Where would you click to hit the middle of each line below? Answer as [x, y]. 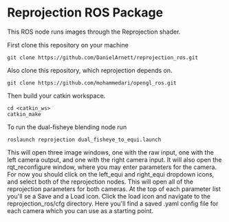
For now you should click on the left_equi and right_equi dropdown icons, [111, 174]
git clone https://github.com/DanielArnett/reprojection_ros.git [102, 57]
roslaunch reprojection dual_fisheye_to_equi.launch [84, 140]
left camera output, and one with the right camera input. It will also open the [115, 159]
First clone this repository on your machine [68, 45]
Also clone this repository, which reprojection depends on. [90, 70]
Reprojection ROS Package [85, 13]
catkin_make [24, 114]
